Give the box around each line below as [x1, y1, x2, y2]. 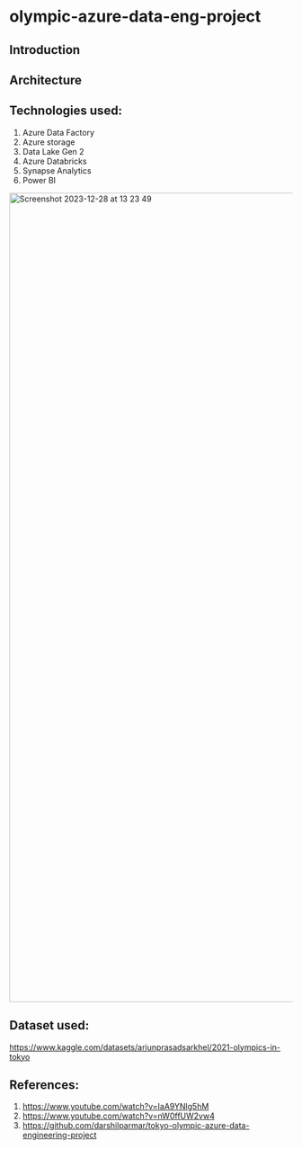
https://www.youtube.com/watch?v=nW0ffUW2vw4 [22, 1110, 216, 1121]
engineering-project [22, 1130, 97, 1141]
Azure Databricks [22, 156, 87, 166]
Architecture [9, 72, 83, 87]
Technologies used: [9, 103, 123, 119]
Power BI [22, 174, 57, 185]
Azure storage [22, 137, 75, 147]
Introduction [9, 42, 81, 58]
